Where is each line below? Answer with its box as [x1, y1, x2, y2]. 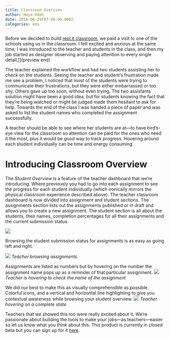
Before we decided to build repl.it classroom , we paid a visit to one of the [5, 35, 158, 41]
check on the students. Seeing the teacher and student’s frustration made [5, 72, 159, 78]
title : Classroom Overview [5, 7, 62, 13]
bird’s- [147, 125, 161, 131]
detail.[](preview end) [5, 57, 51, 63]
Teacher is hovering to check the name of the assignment [5, 275, 126, 281]
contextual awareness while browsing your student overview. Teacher [5, 296, 158, 302]
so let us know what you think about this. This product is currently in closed [5, 322, 163, 328]
